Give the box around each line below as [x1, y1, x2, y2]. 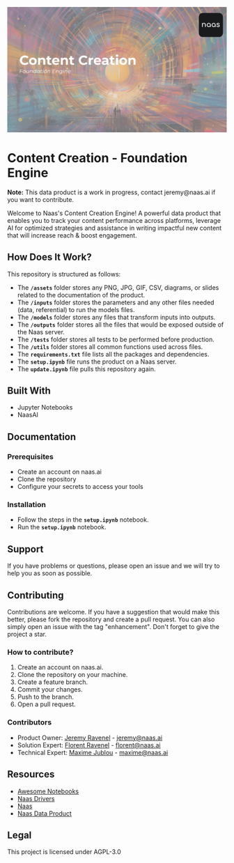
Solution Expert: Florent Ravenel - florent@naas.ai [17, 740, 162, 749]
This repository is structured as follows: [7, 270, 121, 278]
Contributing [7, 589, 64, 601]
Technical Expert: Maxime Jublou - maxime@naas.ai [17, 748, 169, 756]
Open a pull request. [17, 700, 77, 708]
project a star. [7, 630, 47, 639]
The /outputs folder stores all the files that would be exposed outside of [17, 320, 224, 329]
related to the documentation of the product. [17, 290, 146, 299]
